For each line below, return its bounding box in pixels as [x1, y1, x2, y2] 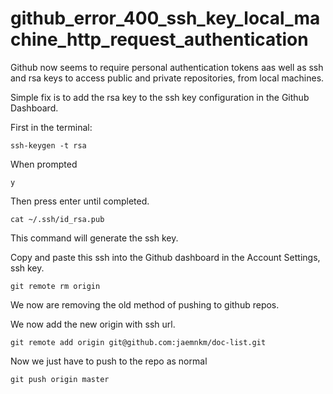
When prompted [10, 158, 78, 170]
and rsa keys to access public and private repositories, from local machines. [10, 72, 325, 84]
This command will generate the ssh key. [10, 232, 179, 244]
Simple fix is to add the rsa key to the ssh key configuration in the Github [10, 91, 310, 103]
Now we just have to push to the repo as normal [10, 355, 208, 367]
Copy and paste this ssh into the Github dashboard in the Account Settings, [10, 251, 321, 263]
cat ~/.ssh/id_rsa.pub [10, 214, 105, 224]
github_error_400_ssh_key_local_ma [10, 7, 321, 30]
